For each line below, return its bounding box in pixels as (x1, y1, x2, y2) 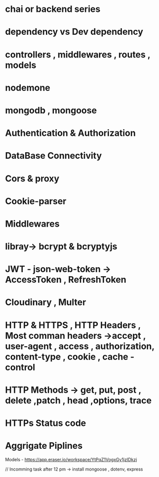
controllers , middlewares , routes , (5, 49, 151, 60)
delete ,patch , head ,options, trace (5, 395, 152, 406)
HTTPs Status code (5, 417, 86, 428)
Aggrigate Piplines (5, 440, 83, 452)
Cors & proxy (5, 173, 60, 184)
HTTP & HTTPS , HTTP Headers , (5, 319, 141, 331)
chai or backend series (5, 3, 101, 15)
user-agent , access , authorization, (5, 341, 155, 352)
